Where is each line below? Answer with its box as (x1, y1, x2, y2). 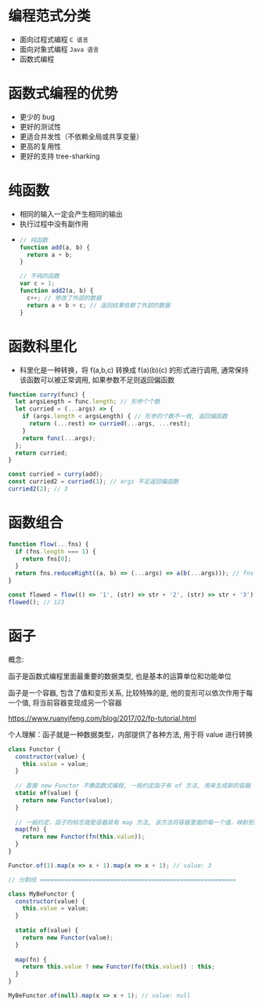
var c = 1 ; (19, 279, 56, 287)
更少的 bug (19, 111, 56, 122)
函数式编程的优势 (8, 85, 119, 103)
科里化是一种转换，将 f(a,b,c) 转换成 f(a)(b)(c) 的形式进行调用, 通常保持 (19, 365, 249, 374)
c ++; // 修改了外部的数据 (27, 294, 102, 302)
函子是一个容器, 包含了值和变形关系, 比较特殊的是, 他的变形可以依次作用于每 (8, 688, 253, 697)
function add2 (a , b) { (19, 287, 94, 295)
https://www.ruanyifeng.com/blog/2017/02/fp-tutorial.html (8, 713, 197, 723)
